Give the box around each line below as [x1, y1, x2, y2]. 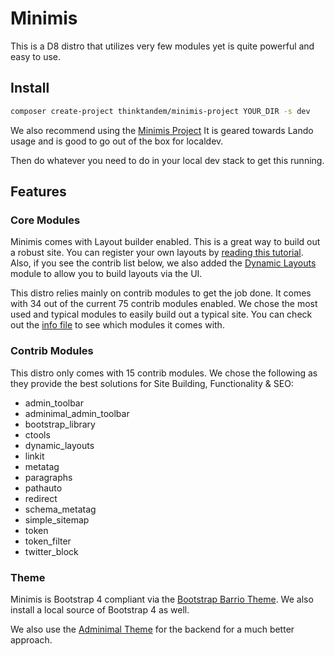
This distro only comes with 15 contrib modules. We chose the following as [10, 367, 318, 379]
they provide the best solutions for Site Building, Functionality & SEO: [10, 377, 294, 389]
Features [10, 183, 67, 201]
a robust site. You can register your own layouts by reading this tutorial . [10, 247, 304, 259]
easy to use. [10, 50, 61, 62]
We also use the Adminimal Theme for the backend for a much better [10, 623, 295, 635]
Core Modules [10, 213, 81, 227]
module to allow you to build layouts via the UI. [10, 268, 203, 280]
